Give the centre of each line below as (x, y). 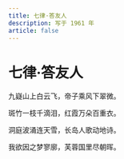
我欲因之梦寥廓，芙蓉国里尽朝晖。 (64, 147)
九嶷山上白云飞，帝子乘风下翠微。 (64, 96)
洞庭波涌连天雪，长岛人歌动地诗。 (64, 130)
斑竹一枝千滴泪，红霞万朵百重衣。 (64, 113)
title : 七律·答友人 (38, 16)
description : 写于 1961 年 (51, 23)
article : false (34, 30)
